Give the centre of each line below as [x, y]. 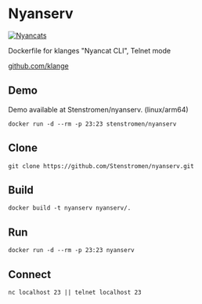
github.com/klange [38, 66]
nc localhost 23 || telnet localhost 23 [75, 292]
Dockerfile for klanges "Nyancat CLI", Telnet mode [89, 50]
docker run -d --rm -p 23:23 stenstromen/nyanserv [92, 124]
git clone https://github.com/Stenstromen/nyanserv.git [101, 166]
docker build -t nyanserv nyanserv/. [70, 208]
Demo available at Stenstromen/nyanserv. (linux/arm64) [99, 109]
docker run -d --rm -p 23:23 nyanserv [71, 251]
